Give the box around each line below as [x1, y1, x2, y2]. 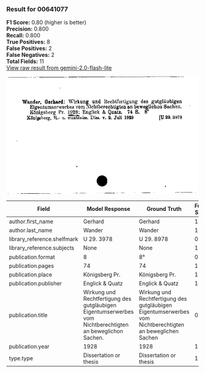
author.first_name [9, 218, 54, 225]
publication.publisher [9, 280, 62, 287]
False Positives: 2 [6, 45, 52, 52]
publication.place [9, 271, 52, 278]
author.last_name [9, 226, 53, 234]
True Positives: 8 [6, 39, 51, 46]
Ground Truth [146, 205, 182, 213]
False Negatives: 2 [6, 51, 55, 59]
